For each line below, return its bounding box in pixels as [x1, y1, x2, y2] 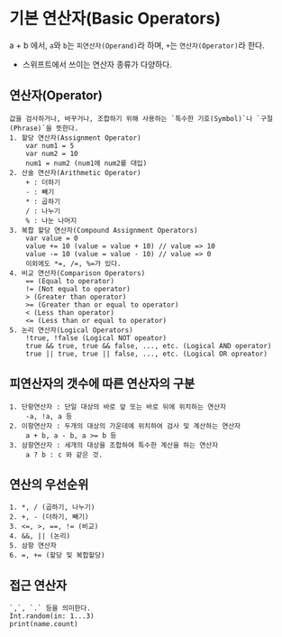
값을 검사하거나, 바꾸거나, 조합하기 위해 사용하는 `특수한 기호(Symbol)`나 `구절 [9, 114, 273, 123]
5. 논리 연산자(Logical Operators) [9, 326, 133, 335]
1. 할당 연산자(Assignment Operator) [9, 133, 141, 143]
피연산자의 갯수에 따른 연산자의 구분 [9, 376, 196, 392]
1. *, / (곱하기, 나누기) [9, 503, 96, 512]
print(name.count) [9, 620, 78, 629]
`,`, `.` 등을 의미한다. [9, 604, 92, 614]
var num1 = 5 [25, 141, 75, 150]
